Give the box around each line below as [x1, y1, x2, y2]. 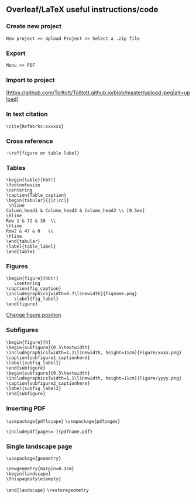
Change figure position [6, 312, 61, 319]
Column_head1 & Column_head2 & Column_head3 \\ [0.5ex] [6, 208, 145, 214]
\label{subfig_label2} [6, 385, 61, 391]
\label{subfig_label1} [6, 360, 61, 365]
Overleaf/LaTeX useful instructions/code [6, 5, 159, 15]
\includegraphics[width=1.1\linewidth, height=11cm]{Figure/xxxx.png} [6, 350, 182, 356]
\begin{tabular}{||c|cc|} [6, 197, 69, 204]
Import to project [6, 76, 55, 84]
